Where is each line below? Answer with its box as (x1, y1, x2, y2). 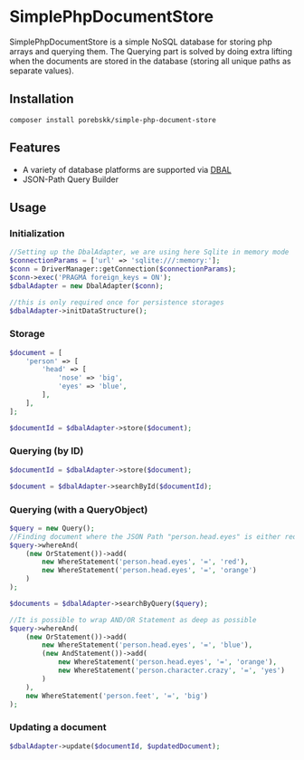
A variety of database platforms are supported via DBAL (22, 164, 233, 175)
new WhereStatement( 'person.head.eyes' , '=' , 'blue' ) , (42, 640, 253, 649)
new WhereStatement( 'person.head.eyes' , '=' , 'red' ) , (42, 557, 249, 567)
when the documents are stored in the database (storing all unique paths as (9, 55, 291, 66)
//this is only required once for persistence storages (9, 297, 224, 307)
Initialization (9, 226, 65, 239)
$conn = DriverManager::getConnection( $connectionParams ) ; (9, 265, 237, 274)
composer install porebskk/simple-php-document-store (9, 115, 217, 124)
